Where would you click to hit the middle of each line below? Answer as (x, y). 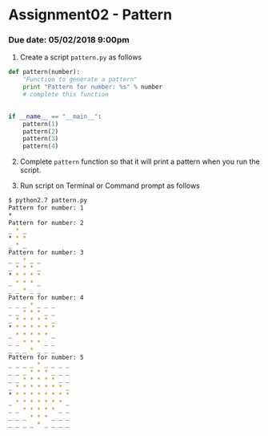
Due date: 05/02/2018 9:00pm (69, 40)
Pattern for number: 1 (46, 208)
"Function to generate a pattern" (80, 79)
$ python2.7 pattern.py (48, 201)
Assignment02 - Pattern (90, 15)
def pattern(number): (44, 72)
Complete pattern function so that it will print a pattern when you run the (140, 161)
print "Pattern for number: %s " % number (92, 87)
